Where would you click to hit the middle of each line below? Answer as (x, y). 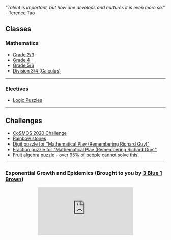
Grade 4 (21, 60)
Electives (17, 89)
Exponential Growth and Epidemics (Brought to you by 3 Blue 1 (84, 173)
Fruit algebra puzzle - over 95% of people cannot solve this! (76, 155)
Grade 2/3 (23, 54)
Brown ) (15, 179)
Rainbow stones (30, 138)
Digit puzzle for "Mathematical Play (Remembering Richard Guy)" (81, 144)
